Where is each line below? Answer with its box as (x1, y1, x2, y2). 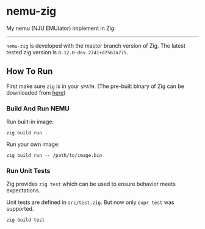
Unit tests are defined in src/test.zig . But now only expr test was (6, 198, 174, 206)
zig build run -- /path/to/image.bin (6, 153, 103, 159)
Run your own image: (6, 140, 60, 148)
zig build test (6, 217, 45, 224)
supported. (6, 205, 34, 213)
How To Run (6, 66, 53, 77)
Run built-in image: (6, 118, 54, 126)
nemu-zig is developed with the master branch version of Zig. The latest (6, 42, 186, 49)
